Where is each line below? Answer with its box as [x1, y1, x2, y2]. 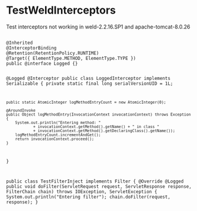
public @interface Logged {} [6, 60, 78, 66]
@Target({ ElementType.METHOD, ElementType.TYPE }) [6, 55, 136, 61]
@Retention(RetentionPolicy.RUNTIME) [6, 50, 99, 56]
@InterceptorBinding [6, 45, 57, 51]
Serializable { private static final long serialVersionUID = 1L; [6, 81, 173, 87]
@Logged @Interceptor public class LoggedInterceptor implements [6, 75, 170, 81]
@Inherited [6, 40, 33, 46]
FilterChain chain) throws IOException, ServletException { [6, 189, 158, 195]
